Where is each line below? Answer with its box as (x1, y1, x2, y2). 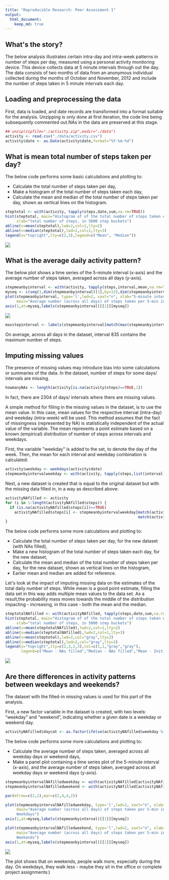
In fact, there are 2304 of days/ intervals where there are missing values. (5, 395, 156, 401)
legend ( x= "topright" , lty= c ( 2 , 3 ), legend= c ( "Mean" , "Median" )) (5, 233, 136, 238)
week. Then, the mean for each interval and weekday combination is (5, 452, 147, 458)
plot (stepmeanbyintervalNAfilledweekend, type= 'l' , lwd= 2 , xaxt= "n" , (5, 825, 152, 830)
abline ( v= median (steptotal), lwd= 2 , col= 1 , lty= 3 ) (5, 228, 107, 233)
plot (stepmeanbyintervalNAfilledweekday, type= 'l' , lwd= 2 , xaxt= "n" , (5, 802, 152, 807)
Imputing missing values (5, 352, 84, 360)
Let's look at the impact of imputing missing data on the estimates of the (5, 580, 155, 586)
